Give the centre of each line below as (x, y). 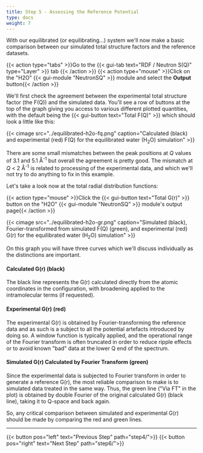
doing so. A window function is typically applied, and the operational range (99, 335)
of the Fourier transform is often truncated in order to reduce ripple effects (99, 342)
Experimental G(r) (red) (36, 309)
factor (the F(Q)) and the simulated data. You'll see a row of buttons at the (98, 102)
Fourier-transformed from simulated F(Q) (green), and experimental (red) (97, 229)
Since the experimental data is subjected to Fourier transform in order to (96, 375)
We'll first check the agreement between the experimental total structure (97, 96)
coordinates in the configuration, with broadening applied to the (85, 289)
